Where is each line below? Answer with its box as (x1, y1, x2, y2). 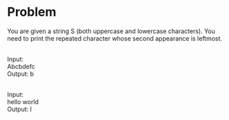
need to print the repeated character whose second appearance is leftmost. (7, 34, 223, 42)
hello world (7, 97, 39, 106)
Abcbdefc (7, 62, 36, 70)
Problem (7, 4, 57, 20)
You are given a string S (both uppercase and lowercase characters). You (7, 27, 216, 35)
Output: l (7, 105, 32, 113)
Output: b (7, 70, 34, 78)
